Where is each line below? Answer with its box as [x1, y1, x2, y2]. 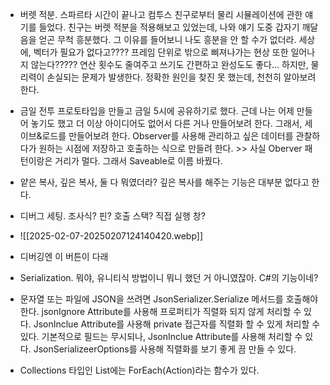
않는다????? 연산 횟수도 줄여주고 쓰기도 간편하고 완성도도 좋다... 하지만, [30, 59, 309, 70]
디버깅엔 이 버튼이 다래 [19, 251, 109, 262]
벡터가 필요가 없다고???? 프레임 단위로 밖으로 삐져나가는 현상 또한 [33, 46, 289, 58]
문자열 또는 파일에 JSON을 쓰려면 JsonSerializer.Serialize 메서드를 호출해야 [19, 293, 319, 305]
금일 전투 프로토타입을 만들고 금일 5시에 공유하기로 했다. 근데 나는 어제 [19, 105, 295, 117]
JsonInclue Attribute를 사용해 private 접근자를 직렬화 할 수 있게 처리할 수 [33, 318, 321, 330]
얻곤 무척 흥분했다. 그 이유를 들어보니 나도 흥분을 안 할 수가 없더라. [38, 34, 297, 45]
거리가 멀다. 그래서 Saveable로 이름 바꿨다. [54, 155, 223, 167]
